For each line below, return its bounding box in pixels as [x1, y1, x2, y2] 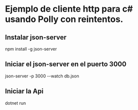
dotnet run [5, 100, 26, 106]
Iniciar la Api [5, 87, 44, 95]
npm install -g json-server [5, 46, 57, 52]
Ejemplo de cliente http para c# [5, 3, 133, 15]
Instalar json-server [5, 33, 67, 41]
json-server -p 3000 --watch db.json [5, 73, 79, 79]
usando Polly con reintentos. [5, 14, 123, 25]
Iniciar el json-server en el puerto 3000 [5, 60, 127, 69]
